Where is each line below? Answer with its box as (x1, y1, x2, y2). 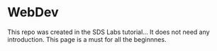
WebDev (7, 4, 59, 21)
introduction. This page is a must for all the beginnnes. (7, 35, 167, 43)
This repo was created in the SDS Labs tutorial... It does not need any (7, 28, 211, 36)
